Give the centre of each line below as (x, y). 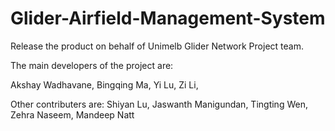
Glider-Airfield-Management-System (168, 18)
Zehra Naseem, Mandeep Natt (72, 114)
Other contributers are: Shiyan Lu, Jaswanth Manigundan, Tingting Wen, (159, 104)
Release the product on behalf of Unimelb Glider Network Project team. (157, 46)
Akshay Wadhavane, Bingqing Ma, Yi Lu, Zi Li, (104, 84)
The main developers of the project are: (92, 65)
